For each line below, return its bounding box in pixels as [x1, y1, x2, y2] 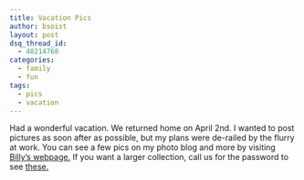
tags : [9, 81, 30, 90]
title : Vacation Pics [9, 13, 92, 23]
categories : [9, 55, 55, 65]
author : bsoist [9, 22, 68, 31]
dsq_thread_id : [9, 38, 68, 48]
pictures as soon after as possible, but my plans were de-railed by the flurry [9, 133, 295, 144]
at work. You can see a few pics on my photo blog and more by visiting [9, 142, 276, 153]
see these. [9, 161, 49, 173]
